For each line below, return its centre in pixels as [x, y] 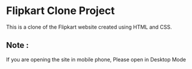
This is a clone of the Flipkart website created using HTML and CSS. [89, 27]
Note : [17, 45]
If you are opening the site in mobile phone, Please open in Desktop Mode [96, 59]
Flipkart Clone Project [61, 11]
